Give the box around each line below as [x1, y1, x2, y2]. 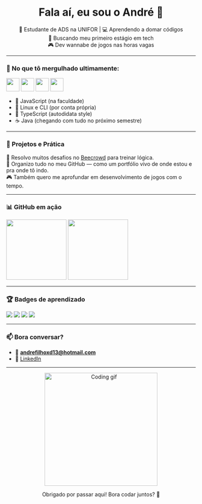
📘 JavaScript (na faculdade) [14, 98, 84, 105]
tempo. [6, 182, 24, 189]
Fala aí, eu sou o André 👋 [38, 5, 164, 19]
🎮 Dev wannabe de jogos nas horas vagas [47, 41, 155, 48]
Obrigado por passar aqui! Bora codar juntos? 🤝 [41, 491, 161, 498]
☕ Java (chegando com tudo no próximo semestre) [14, 117, 142, 124]
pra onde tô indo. [6, 166, 49, 174]
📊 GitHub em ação [6, 203, 62, 212]
